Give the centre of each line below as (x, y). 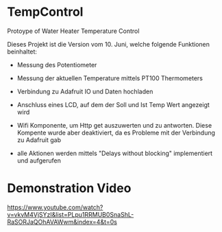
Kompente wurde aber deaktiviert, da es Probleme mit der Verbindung (116, 132)
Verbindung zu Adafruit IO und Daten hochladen (85, 91)
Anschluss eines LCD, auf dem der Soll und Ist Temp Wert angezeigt (113, 104)
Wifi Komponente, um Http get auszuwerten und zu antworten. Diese (114, 125)
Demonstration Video (69, 188)
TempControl (45, 12)
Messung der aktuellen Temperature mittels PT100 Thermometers (110, 78)
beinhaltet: (22, 51)
